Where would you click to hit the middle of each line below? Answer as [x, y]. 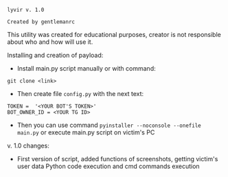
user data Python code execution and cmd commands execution [109, 166]
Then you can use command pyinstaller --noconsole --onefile [109, 125]
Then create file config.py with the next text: [80, 94]
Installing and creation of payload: [55, 55]
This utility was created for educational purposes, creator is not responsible [114, 35]
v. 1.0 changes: [28, 145]
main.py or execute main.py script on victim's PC [86, 132]
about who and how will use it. [50, 42]
